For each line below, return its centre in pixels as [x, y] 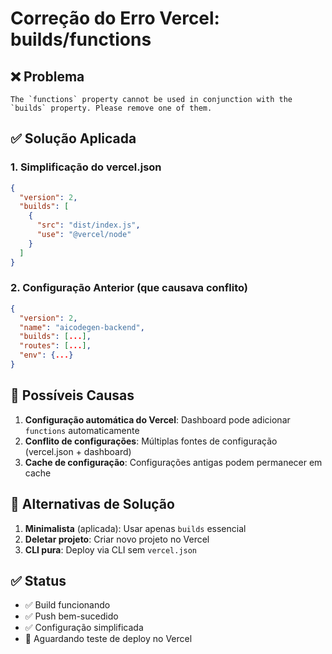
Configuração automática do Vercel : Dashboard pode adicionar [157, 419]
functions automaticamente [82, 430]
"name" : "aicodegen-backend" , [82, 327]
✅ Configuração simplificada [84, 628]
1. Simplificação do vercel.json [86, 167]
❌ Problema [47, 76]
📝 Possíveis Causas [72, 395]
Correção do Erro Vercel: [115, 18]
